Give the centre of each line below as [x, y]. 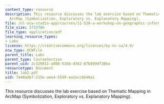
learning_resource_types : [31, 37]
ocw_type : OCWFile [24, 50]
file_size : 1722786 [25, 28]
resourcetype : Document [29, 69]
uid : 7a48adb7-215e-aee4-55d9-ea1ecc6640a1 [50, 77]
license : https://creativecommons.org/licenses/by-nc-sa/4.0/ [70, 46]
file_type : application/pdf [34, 32]
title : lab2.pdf [21, 73]
